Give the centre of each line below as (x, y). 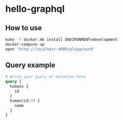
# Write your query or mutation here (46, 77)
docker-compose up (25, 44)
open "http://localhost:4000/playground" (50, 49)
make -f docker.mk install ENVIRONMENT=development (61, 39)
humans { (19, 87)
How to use (24, 28)
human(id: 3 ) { (25, 100)
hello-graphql (35, 9)
